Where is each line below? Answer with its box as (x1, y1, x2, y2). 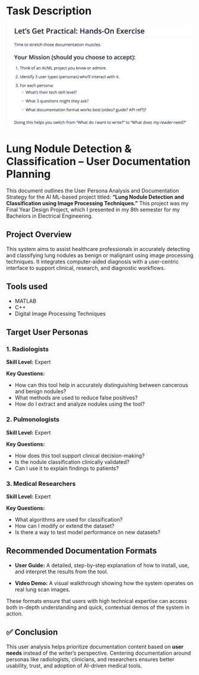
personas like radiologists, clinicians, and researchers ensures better (6, 655, 175, 663)
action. (6, 610, 23, 617)
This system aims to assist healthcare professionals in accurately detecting (6, 245, 190, 252)
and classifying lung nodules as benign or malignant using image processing (6, 252, 194, 259)
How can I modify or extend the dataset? (14, 522, 115, 529)
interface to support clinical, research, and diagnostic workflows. (6, 264, 165, 271)
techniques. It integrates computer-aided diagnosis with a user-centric (6, 258, 179, 265)
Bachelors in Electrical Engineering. (6, 212, 93, 219)
